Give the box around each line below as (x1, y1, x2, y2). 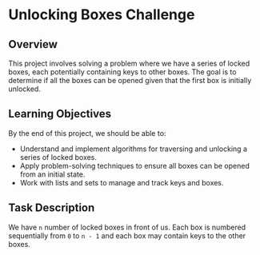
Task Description (8, 201, 95, 215)
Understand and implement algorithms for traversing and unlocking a (19, 144, 248, 153)
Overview (8, 38, 58, 51)
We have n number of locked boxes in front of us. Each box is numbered (8, 222, 246, 232)
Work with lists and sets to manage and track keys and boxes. (19, 177, 224, 187)
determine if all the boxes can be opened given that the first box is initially (8, 76, 252, 85)
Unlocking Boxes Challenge (8, 6, 195, 24)
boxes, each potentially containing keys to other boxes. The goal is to (8, 67, 237, 77)
